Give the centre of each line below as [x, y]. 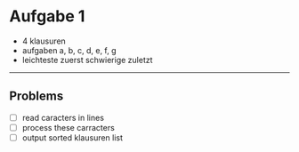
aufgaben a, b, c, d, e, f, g [69, 50]
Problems [36, 96]
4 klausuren [44, 41]
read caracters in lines [63, 117]
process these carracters [69, 127]
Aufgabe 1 [47, 16]
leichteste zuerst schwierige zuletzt [87, 60]
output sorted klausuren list [72, 137]
